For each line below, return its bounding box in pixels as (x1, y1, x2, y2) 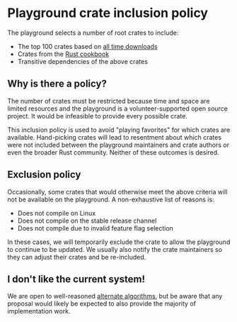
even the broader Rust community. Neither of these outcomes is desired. (7, 148, 219, 157)
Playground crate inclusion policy (7, 5, 209, 21)
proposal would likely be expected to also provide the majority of (7, 299, 197, 308)
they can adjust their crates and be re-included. (7, 252, 146, 261)
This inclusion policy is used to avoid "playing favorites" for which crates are (7, 126, 231, 134)
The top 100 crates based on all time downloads (17, 42, 158, 50)
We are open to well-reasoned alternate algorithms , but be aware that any (7, 292, 223, 301)
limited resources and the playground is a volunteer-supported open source (7, 104, 229, 113)
